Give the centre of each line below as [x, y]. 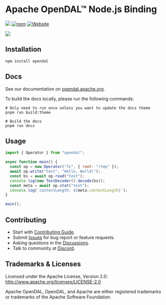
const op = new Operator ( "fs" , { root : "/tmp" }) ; [64, 167]
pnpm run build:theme [28, 112]
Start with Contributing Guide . [44, 232]
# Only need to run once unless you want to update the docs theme [78, 108]
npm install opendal [27, 61]
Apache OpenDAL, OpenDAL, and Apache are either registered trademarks [83, 291]
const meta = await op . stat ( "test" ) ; [50, 185]
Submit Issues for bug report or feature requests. [64, 237]
